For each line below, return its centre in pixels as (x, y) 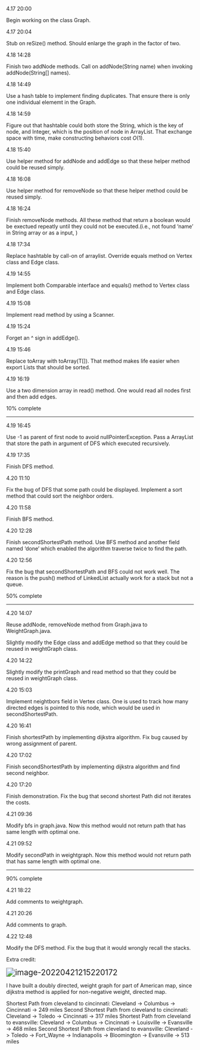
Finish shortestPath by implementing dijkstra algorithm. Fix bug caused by (97, 737)
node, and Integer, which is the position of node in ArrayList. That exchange (99, 132)
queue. (15, 584)
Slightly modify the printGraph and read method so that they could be (91, 672)
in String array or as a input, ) (42, 233)
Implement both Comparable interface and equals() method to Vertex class (98, 285)
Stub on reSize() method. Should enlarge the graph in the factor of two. (93, 43)
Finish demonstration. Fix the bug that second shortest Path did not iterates (99, 796)
